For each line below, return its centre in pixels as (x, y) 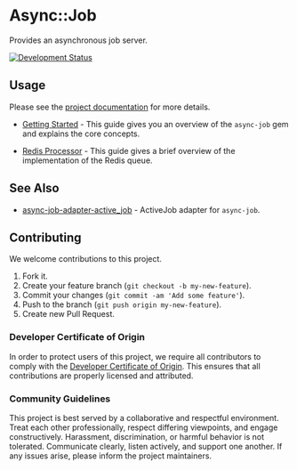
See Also (34, 188)
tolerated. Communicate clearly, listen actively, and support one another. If (146, 446)
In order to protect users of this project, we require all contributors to (135, 356)
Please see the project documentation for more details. (110, 107)
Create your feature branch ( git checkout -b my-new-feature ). (136, 286)
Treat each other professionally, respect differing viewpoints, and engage (144, 427)
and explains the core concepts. (81, 134)
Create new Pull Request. (68, 314)
